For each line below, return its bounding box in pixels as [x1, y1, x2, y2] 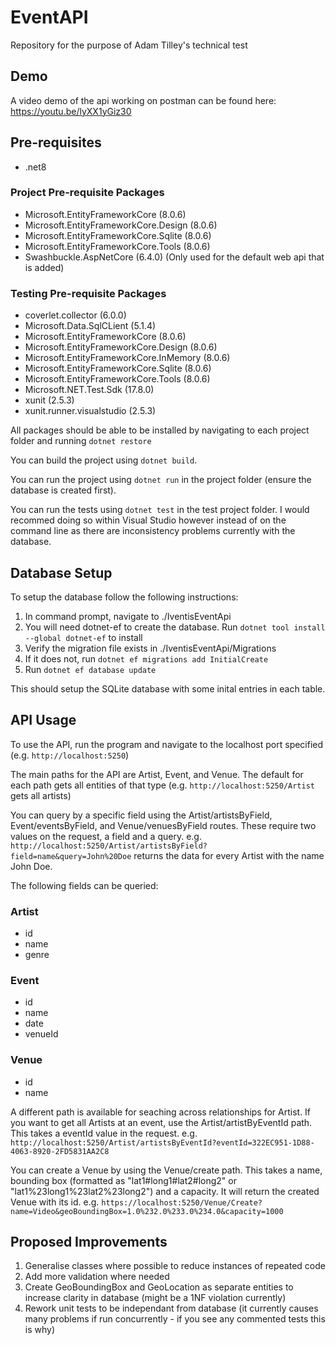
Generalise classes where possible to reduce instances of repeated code [24, 1260, 326, 1272]
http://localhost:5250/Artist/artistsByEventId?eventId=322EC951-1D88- [10, 1137, 315, 1148]
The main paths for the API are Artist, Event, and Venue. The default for [10, 768, 304, 780]
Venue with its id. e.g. [10, 1196, 100, 1208]
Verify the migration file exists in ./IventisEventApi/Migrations [24, 642, 277, 654]
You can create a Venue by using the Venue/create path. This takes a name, [10, 1164, 323, 1176]
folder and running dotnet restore [10, 435, 152, 447]
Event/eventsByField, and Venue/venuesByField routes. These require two [10, 819, 317, 831]
